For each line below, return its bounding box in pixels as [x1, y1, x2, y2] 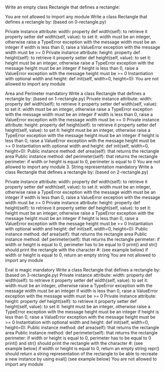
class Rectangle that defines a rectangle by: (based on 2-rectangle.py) [5, 169, 149, 175]
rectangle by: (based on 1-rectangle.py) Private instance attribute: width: [5, 96, 153, 102]
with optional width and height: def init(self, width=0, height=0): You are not [5, 76, 159, 81]
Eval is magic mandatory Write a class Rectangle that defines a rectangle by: [5, 267, 161, 273]
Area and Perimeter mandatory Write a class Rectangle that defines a [5, 91, 145, 96]
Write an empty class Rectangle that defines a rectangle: [5, 4, 120, 10]
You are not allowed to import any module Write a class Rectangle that [5, 14, 148, 19]
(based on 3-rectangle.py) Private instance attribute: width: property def [5, 272, 153, 278]
